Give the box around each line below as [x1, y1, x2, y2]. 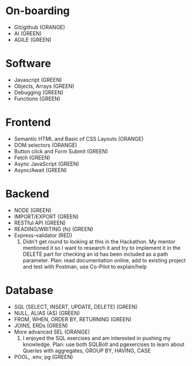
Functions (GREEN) [14, 95, 61, 102]
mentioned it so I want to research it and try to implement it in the [22, 244, 181, 251]
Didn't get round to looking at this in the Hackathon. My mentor [22, 238, 176, 245]
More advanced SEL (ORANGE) [14, 328, 90, 335]
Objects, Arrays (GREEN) [14, 83, 75, 90]
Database [5, 283, 53, 297]
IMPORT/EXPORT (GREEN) [14, 213, 79, 220]
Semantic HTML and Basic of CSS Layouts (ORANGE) [14, 135, 144, 142]
